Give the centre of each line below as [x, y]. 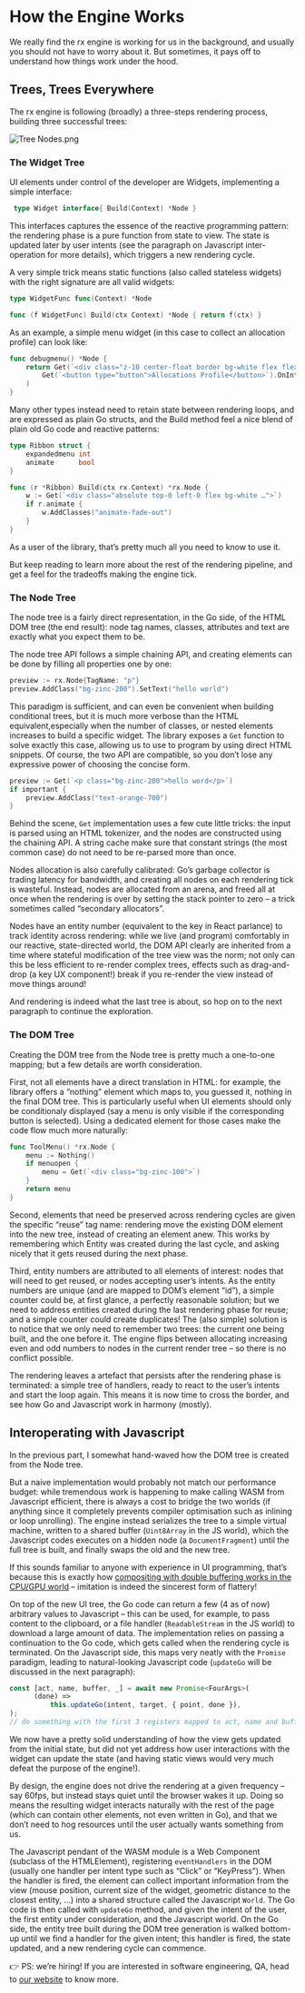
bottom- [275, 1929]
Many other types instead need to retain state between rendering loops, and [152, 409]
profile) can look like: [49, 341]
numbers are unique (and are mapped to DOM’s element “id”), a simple [142, 1290]
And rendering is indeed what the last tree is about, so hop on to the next [146, 1001]
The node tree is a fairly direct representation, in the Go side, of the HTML [148, 617]
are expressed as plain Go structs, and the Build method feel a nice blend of [151, 419]
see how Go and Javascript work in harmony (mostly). [111, 1404]
